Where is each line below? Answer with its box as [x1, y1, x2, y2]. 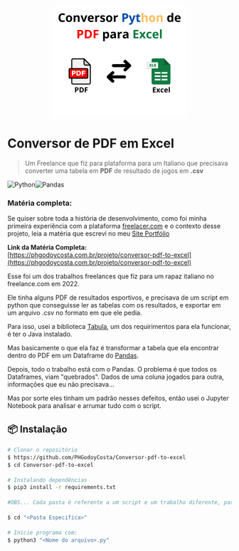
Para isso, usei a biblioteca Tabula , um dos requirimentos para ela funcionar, [7, 322, 231, 331]
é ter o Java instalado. [7, 330, 73, 339]
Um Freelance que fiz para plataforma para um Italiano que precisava [24, 159, 228, 167]
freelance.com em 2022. [7, 280, 80, 288]
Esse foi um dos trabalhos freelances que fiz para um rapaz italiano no [7, 272, 215, 280]
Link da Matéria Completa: [7, 243, 87, 252]
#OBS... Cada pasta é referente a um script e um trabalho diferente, [7, 499, 221, 506]
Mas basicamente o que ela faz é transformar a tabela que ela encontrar [7, 344, 219, 352]
